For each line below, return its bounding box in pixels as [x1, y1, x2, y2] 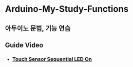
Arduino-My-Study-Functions [5, 3, 129, 15]
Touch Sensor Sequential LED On [12, 55, 92, 62]
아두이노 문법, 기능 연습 [5, 24, 71, 32]
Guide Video [5, 41, 44, 49]
